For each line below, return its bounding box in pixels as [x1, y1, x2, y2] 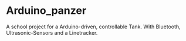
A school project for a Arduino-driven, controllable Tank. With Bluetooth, [6, 23, 181, 30]
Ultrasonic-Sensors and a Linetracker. [6, 29, 98, 36]
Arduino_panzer [6, 4, 87, 17]
